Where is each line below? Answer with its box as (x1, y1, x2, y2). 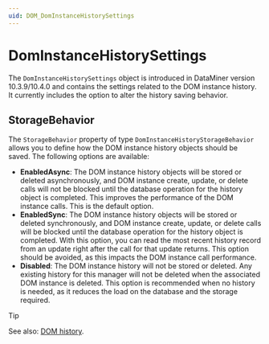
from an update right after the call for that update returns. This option (19, 244, 249, 254)
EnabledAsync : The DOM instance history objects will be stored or (19, 167, 243, 177)
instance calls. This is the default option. (19, 202, 154, 211)
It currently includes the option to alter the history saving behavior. (8, 90, 229, 100)
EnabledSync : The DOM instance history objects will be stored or (19, 210, 238, 219)
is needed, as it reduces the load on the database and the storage (19, 287, 238, 297)
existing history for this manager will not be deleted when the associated (19, 270, 261, 280)
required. (19, 295, 51, 305)
